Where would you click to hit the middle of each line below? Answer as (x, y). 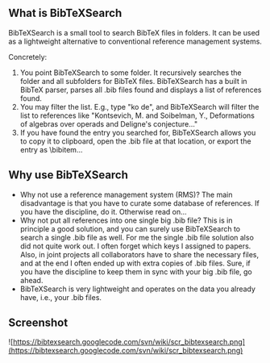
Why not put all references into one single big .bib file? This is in (126, 220)
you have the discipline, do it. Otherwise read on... (103, 211)
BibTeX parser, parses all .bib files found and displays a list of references (141, 90)
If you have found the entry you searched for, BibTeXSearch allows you (138, 132)
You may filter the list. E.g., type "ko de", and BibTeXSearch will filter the (139, 106)
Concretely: (28, 56)
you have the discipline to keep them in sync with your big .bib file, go (136, 271)
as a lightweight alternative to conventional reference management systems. (135, 41)
